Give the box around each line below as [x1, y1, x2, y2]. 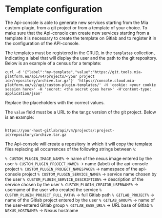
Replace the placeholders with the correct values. [5, 99, 105, 106]
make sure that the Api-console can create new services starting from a [5, 30, 150, 36]
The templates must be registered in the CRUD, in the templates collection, [5, 50, 155, 56]
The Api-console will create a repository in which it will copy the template [5, 141, 153, 147]
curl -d [5, 69, 21, 74]
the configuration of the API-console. [5, 40, 80, 46]
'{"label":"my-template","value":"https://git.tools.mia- [22, 69, 143, 74]
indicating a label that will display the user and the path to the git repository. [5, 55, 158, 61]
